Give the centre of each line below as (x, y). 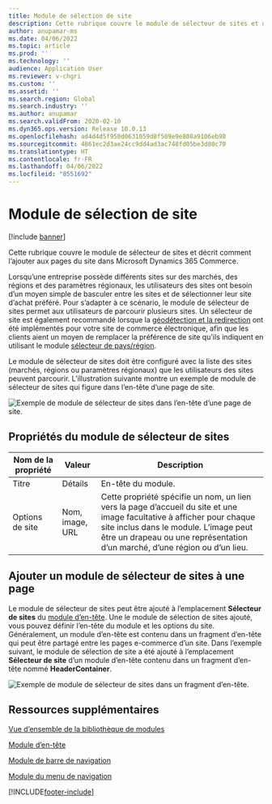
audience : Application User (56, 69)
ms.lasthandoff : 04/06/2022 (56, 167)
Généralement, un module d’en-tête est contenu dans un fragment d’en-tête (135, 634)
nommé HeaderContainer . (67, 669)
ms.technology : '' (39, 62)
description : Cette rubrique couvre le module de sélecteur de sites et (134, 24)
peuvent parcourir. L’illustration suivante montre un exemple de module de (132, 378)
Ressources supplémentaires (84, 710)
